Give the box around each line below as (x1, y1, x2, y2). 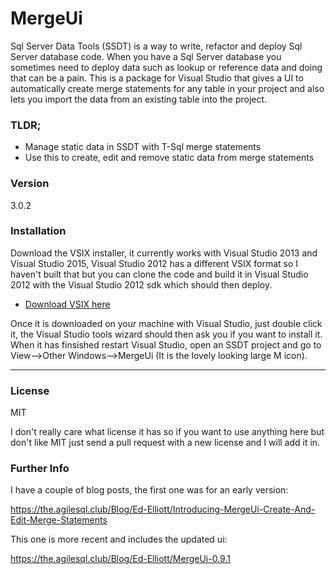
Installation (10, 224, 67, 238)
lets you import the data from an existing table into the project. (10, 93, 268, 105)
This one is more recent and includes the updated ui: (10, 533, 228, 546)
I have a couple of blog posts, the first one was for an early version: (10, 484, 289, 496)
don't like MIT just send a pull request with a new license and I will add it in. (10, 437, 321, 449)
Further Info (10, 462, 70, 476)
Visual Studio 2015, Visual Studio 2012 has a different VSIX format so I (10, 257, 299, 269)
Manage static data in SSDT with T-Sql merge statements (24, 141, 262, 153)
